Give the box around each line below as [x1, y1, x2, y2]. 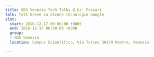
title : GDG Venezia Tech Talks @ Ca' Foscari [5, 7, 102, 12]
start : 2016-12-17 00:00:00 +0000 [10, 21, 82, 26]
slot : [5, 16, 17, 21]
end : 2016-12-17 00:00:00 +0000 [10, 26, 78, 31]
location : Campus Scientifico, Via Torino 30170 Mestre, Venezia [10, 40, 149, 45]
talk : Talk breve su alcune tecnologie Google [5, 12, 104, 17]
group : [10, 30, 24, 35]
